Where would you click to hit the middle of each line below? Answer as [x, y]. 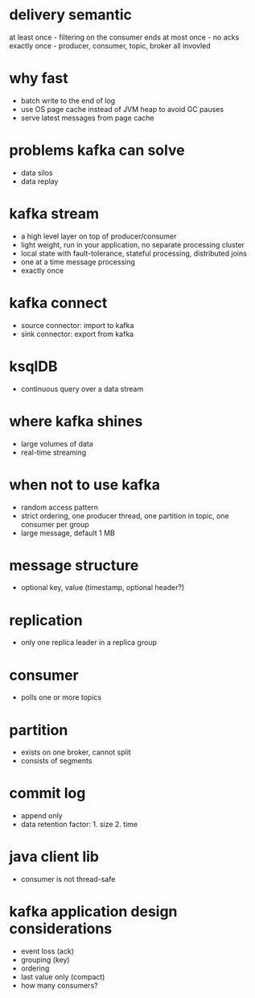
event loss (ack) [47, 951]
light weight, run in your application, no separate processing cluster [132, 244]
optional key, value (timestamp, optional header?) [103, 588]
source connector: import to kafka [77, 325]
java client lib [54, 857]
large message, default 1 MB [68, 533]
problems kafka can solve [97, 150]
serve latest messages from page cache [87, 118]
